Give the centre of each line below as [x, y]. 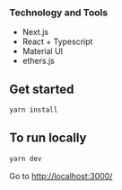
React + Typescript [57, 41]
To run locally [48, 138]
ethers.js [39, 61]
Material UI [43, 51]
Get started [42, 89]
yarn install [34, 110]
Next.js [35, 32]
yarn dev [26, 158]
